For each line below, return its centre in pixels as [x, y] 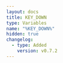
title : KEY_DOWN [26, 17]
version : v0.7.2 [37, 51]
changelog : [20, 40]
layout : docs [22, 12]
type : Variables [26, 23]
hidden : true [22, 34]
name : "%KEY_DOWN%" [31, 28]
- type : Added [29, 46]
